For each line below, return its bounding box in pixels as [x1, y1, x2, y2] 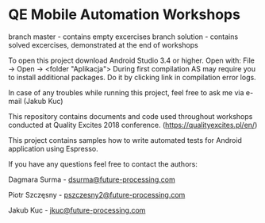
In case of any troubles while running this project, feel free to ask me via [8, 87, 244, 97]
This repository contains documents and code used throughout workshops [8, 111, 253, 121]
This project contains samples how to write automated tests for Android [8, 135, 242, 144]
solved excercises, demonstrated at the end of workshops [8, 40, 198, 49]
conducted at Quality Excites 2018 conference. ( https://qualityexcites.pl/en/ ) [8, 120, 258, 129]
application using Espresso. [8, 144, 98, 153]
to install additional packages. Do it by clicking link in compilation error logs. [8, 72, 256, 82]
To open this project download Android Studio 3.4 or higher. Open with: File [8, 56, 255, 65]
